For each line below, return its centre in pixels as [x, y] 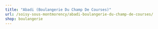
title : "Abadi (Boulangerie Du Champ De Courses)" [58, 10]
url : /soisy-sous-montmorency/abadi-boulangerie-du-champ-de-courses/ [79, 14]
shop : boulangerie [24, 19]
